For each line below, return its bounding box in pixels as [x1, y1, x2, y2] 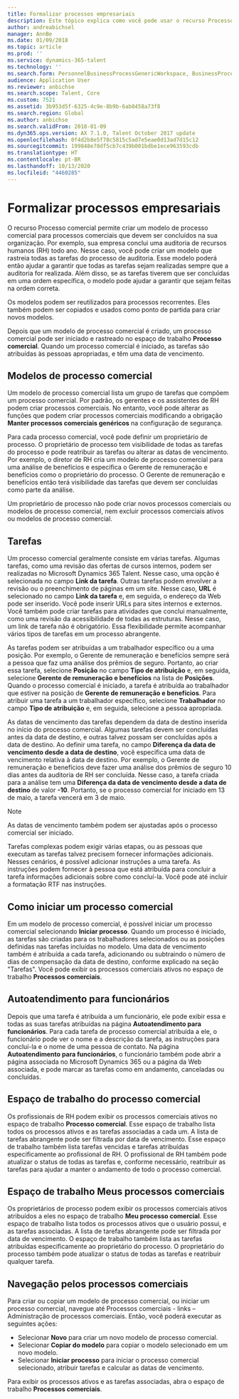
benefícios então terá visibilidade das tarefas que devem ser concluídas [7, 478, 218, 487]
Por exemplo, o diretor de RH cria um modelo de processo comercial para [7, 455, 223, 464]
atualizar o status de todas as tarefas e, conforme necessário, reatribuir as [7, 1157, 226, 1166]
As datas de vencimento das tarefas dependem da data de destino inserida [7, 718, 228, 727]
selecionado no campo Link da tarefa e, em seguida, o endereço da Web [7, 592, 222, 601]
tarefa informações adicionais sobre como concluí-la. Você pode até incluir [7, 872, 228, 881]
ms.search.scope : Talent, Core [7, 90, 100, 97]
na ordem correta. [7, 284, 60, 292]
